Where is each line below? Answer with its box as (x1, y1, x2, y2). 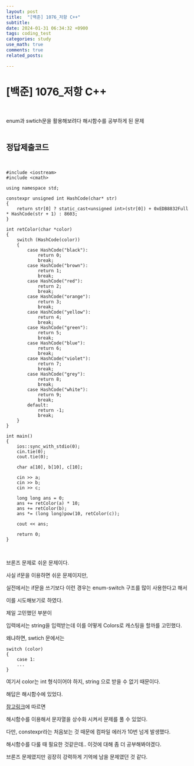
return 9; (37, 392, 62, 398)
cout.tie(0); (17, 454, 49, 460)
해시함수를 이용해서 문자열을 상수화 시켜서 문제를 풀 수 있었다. (6, 716, 148, 723)
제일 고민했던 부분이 (6, 609, 52, 617)
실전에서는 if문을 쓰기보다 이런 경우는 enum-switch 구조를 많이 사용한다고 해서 (6, 584, 188, 591)
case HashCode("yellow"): (27, 309, 91, 315)
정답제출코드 (6, 142, 49, 152)
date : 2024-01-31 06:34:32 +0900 (6, 25, 88, 31)
